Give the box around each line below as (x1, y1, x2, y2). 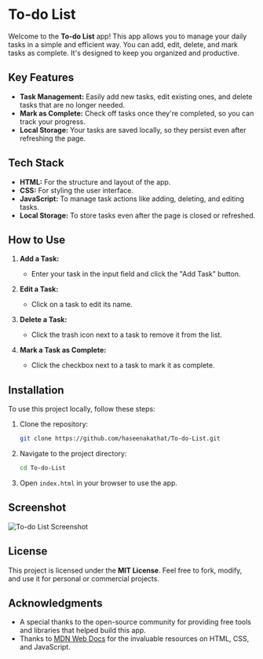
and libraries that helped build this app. (19, 626, 147, 635)
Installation (8, 383, 64, 397)
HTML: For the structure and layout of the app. (19, 177, 171, 186)
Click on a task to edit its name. (31, 300, 133, 309)
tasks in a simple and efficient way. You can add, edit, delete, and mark (8, 39, 238, 49)
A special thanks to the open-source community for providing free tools (19, 617, 252, 627)
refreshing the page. (19, 134, 86, 143)
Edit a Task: (19, 284, 59, 294)
